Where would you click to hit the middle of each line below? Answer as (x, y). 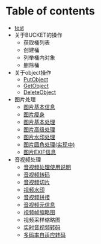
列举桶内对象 (39, 57)
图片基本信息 (39, 107)
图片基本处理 (39, 122)
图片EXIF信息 (40, 152)
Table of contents (50, 11)
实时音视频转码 (42, 227)
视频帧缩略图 (39, 212)
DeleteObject (40, 92)
